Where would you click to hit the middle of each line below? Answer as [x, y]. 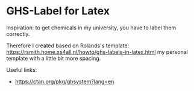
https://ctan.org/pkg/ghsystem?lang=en [64, 81]
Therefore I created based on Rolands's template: [68, 45]
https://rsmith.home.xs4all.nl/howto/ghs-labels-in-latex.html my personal [97, 51]
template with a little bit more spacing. [54, 58]
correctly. [18, 34]
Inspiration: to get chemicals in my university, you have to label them [91, 28]
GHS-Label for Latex [58, 11]
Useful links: [22, 69]
